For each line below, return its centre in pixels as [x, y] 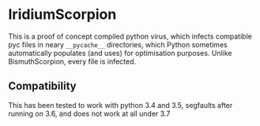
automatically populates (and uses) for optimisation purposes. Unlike [120, 53]
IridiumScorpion [62, 15]
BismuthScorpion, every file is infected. [72, 61]
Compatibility [42, 86]
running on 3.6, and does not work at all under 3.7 [89, 113]
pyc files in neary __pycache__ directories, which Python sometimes [118, 44]
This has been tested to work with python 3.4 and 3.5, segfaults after [121, 105]
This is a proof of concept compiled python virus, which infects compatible [130, 36]
